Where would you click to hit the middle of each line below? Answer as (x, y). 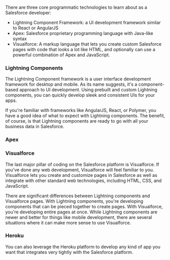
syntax (20, 39)
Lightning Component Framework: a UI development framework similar (87, 23)
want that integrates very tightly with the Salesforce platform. (69, 252)
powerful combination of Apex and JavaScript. (61, 55)
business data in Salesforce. (35, 127)
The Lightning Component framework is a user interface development (78, 79)
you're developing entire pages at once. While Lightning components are (81, 212)
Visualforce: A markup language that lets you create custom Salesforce (87, 44)
